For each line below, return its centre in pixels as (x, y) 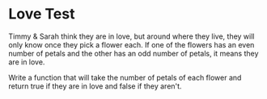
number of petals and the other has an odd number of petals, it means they (133, 53)
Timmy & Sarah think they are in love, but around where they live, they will (131, 36)
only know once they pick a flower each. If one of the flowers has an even (131, 44)
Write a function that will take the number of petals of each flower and (125, 77)
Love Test (42, 14)
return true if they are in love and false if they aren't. (95, 86)
